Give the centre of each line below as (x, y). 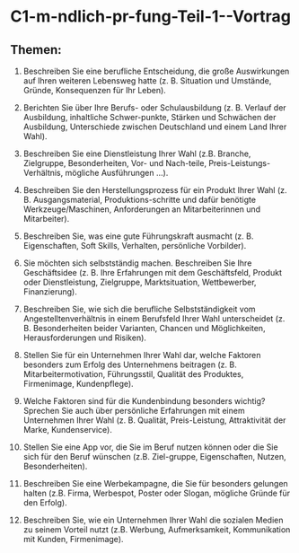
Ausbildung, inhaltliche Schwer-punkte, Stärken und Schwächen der (149, 117)
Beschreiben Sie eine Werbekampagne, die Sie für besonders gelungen (155, 483)
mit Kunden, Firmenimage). (73, 539)
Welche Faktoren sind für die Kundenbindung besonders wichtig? (144, 401)
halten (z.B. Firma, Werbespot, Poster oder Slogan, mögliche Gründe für (157, 493)
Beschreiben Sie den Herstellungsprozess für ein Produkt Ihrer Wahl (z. (155, 190)
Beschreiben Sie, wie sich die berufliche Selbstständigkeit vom (139, 309)
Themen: (36, 50)
